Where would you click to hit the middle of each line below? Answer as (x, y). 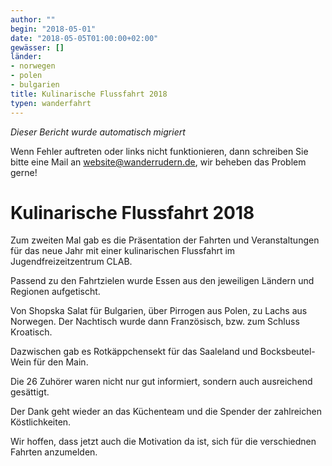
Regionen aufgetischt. (55, 292)
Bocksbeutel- (287, 352)
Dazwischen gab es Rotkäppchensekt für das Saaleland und (134, 352)
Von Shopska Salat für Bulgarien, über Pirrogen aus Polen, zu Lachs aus (159, 311)
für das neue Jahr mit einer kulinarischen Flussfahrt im (123, 251)
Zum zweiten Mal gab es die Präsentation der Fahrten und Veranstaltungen (165, 240)
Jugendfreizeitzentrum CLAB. (71, 262)
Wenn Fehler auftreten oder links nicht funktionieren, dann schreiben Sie (159, 151)
